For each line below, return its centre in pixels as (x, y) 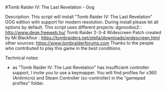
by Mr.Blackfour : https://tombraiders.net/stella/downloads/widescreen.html (83, 38)
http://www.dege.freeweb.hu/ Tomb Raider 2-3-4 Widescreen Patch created (83, 32)
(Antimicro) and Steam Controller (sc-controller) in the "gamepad (79, 78)
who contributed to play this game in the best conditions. (63, 48)
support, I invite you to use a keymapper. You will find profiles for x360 (84, 73)
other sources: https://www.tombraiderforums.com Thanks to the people (80, 43)
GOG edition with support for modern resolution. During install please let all (82, 22)
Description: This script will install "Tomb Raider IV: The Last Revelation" (79, 17)
